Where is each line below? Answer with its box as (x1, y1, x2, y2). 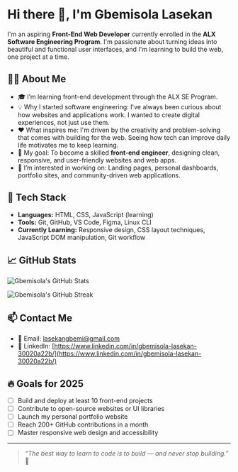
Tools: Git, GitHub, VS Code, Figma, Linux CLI (17, 218, 152, 226)
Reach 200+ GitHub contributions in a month (17, 420, 149, 429)
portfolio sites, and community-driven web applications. (17, 170, 181, 180)
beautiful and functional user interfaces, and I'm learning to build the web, (7, 45, 224, 53)
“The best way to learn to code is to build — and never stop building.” (24, 449, 229, 458)
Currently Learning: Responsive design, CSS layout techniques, (17, 225, 205, 234)
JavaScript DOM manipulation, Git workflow (17, 233, 146, 241)
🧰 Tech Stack (7, 192, 67, 204)
